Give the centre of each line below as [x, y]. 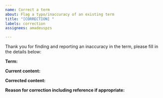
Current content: [23, 71]
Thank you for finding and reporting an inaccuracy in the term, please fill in [82, 47]
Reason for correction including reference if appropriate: [65, 90]
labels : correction [25, 24]
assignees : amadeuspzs [29, 28]
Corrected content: [25, 81]
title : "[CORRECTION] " [30, 19]
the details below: [23, 52]
